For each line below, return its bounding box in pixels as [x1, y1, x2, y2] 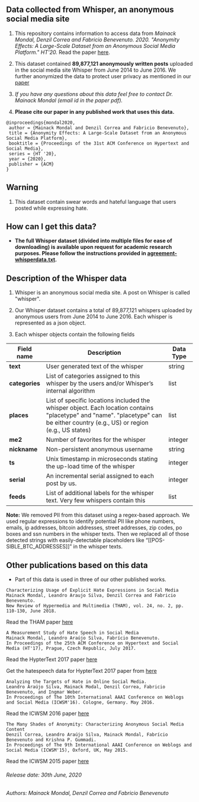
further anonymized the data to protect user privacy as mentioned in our [14, 72, 191, 79]
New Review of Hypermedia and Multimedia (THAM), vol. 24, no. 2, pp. [6, 603, 184, 609]
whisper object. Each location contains [46, 404, 154, 412]
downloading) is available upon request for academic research [14, 243, 172, 251]
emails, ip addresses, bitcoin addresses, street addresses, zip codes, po [6, 524, 182, 531]
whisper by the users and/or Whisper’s [46, 379, 154, 387]
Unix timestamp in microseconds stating [46, 455, 158, 463]
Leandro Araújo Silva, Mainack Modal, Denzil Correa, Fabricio [6, 684, 166, 690]
